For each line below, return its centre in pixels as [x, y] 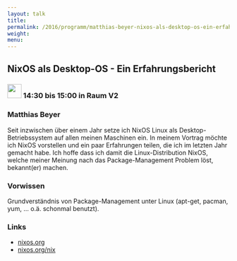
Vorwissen [26, 186]
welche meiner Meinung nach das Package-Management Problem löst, [110, 160]
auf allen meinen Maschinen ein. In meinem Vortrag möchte [141, 138]
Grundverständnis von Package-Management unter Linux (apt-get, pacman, [118, 201]
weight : [19, 34]
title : [17, 20]
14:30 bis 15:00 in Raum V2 [71, 96]
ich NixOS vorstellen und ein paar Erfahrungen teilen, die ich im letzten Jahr [117, 145]
